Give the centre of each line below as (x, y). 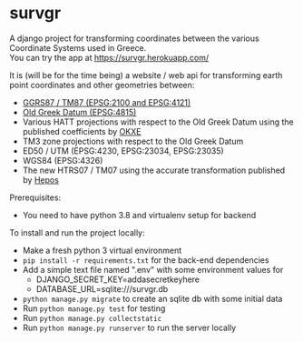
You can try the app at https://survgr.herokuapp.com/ (109, 57)
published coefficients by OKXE (82, 131)
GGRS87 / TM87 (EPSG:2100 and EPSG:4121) (107, 102)
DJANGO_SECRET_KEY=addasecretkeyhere (118, 279)
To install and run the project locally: (77, 232)
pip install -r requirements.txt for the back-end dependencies (146, 260)
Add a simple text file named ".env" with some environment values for (153, 269)
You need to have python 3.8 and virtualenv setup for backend (139, 215)
